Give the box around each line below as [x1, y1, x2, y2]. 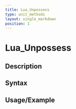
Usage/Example [5, 96, 55, 104]
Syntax [5, 79, 28, 87]
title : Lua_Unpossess [5, 7, 50, 12]
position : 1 [5, 21, 30, 26]
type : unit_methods [5, 12, 45, 17]
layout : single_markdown [5, 16, 56, 21]
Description [5, 62, 42, 70]
